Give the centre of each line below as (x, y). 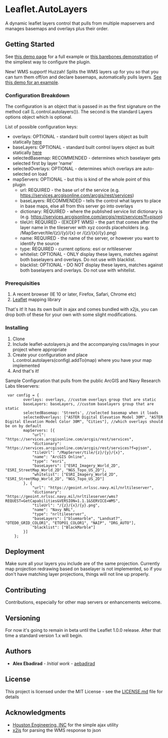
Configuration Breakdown (37, 95)
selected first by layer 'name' (43, 163)
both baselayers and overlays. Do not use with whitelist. (78, 270)
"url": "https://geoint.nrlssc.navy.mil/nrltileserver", (93, 488)
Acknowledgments (36, 713)
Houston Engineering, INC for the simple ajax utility (65, 725)
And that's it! (26, 371)
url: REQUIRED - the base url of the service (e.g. (70, 190)
